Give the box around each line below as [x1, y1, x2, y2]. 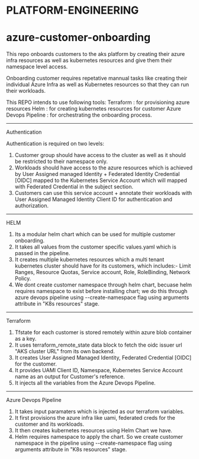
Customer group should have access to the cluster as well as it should [14, 152, 186, 159]
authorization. [14, 202, 49, 209]
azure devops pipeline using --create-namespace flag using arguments [14, 294, 190, 301]
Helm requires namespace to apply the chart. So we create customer [14, 433, 184, 441]
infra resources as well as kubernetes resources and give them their [6, 57, 172, 64]
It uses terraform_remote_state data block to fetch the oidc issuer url [14, 341, 182, 348]
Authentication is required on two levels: [6, 140, 105, 147]
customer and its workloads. [14, 420, 85, 428]
